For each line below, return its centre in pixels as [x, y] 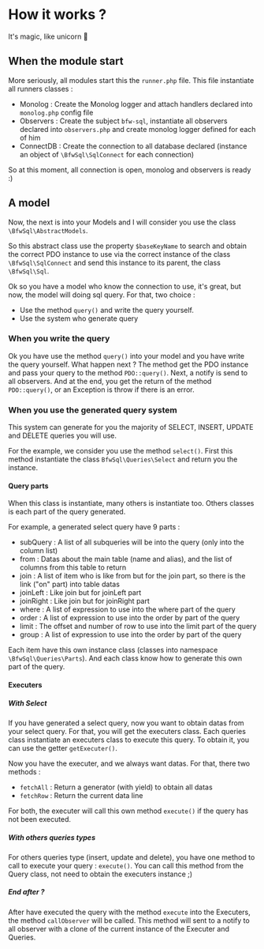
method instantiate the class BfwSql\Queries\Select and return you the [123, 459]
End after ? [26, 892]
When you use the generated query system [93, 410]
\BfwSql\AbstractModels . [48, 230]
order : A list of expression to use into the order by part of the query [130, 618]
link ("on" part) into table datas [70, 584]
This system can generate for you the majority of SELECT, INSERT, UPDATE [131, 427]
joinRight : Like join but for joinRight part [84, 601]
